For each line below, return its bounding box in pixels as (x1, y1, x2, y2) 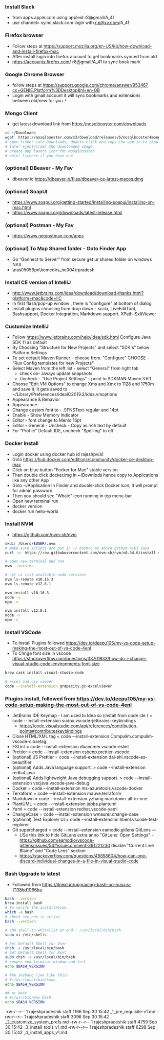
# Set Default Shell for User (5, 941, 67, 946)
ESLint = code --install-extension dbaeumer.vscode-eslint (12, 744, 129, 750)
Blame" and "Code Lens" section (19, 848, 86, 854)
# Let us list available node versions (5, 573, 86, 578)
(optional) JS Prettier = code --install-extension (12, 754, 108, 760)
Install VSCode (5, 629, 41, 636)
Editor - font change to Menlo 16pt (12, 417, 82, 423)
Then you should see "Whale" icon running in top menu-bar (12, 493, 132, 499)
